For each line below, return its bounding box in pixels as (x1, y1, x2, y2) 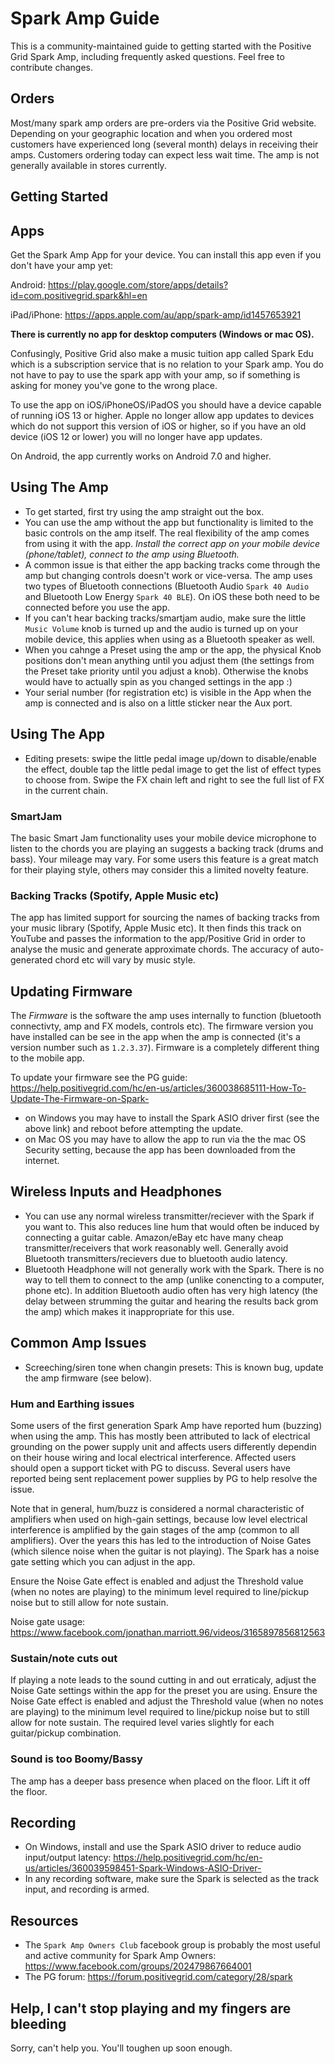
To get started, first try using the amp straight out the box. (24, 505, 265, 517)
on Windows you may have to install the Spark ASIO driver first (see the (24, 1112, 320, 1124)
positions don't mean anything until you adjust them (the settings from (24, 654, 315, 666)
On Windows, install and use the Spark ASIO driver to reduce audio (24, 1841, 302, 1853)
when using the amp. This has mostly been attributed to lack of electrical (10, 1430, 311, 1442)
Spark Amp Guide (10, 7, 160, 30)
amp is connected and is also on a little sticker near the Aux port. (24, 697, 293, 709)
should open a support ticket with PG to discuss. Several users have (10, 1462, 291, 1474)
